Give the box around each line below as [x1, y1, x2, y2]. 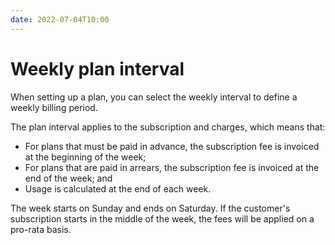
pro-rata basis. [10, 223, 72, 235]
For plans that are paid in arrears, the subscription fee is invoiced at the [24, 161, 320, 173]
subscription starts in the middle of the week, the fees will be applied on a [10, 212, 315, 225]
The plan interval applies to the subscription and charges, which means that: [10, 121, 326, 133]
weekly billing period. [10, 101, 98, 113]
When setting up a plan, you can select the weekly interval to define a [10, 91, 298, 103]
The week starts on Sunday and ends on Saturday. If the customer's [10, 202, 291, 214]
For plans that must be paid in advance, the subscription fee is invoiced [24, 140, 320, 152]
